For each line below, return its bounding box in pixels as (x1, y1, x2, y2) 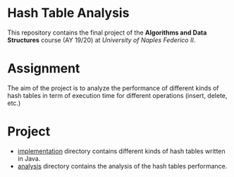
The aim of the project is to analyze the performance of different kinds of (7, 83, 220, 92)
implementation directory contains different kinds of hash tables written (17, 147, 226, 155)
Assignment (7, 61, 80, 77)
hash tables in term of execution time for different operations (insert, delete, (7, 91, 228, 99)
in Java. (17, 154, 41, 163)
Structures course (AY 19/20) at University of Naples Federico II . (7, 35, 196, 44)
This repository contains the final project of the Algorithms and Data (7, 28, 207, 37)
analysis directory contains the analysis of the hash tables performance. (17, 161, 228, 170)
